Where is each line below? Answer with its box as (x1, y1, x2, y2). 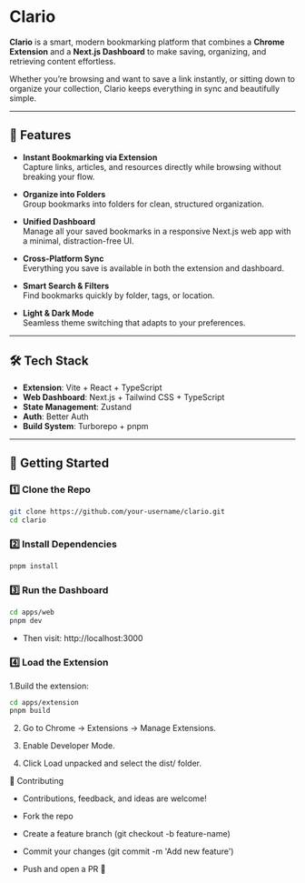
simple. (9, 93, 37, 104)
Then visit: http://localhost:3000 (22, 633, 143, 644)
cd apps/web (9, 607, 54, 617)
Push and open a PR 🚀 (22, 864, 106, 875)
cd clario (9, 516, 47, 525)
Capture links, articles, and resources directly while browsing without (22, 161, 281, 172)
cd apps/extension (9, 697, 79, 707)
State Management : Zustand (22, 401, 132, 412)
